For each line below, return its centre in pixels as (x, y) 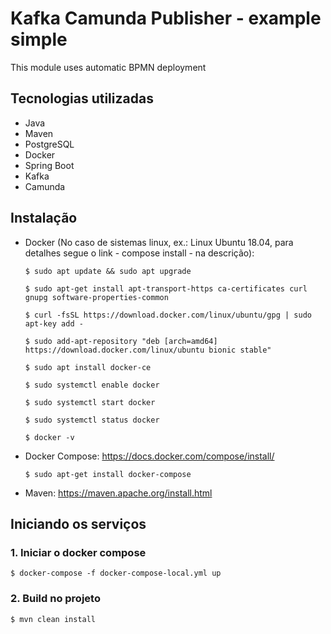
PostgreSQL (49, 144)
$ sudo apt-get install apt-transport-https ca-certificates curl (166, 288)
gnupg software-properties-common (96, 297)
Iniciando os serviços (78, 523)
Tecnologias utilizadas (82, 98)
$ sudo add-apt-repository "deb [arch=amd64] (121, 341)
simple (39, 39)
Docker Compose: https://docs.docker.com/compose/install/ (149, 456)
